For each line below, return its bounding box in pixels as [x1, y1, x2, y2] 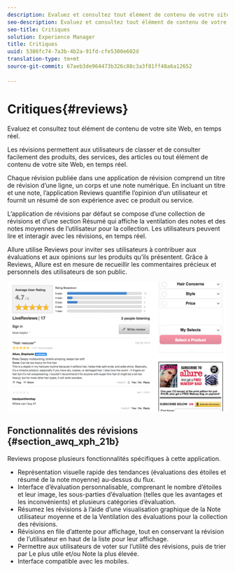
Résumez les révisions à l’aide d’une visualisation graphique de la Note [17, 505, 222, 513]
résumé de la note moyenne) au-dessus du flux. [17, 475, 156, 483]
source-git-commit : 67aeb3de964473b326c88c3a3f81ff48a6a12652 [7, 63, 192, 70]
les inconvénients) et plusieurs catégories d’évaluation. [17, 497, 176, 506]
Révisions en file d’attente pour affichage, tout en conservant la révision [17, 527, 225, 536]
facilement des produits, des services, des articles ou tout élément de [7, 152, 208, 161]
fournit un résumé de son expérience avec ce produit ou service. [7, 196, 194, 204]
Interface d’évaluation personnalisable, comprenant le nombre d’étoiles [17, 483, 222, 491]
